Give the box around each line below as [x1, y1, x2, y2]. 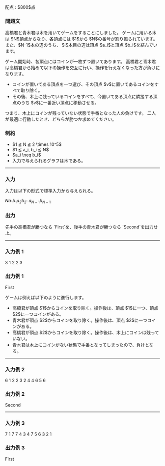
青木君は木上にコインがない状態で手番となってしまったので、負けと [12, 342, 150, 348]
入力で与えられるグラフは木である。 [12, 158, 86, 164]
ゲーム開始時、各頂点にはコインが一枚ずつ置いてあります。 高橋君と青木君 [5, 58, 156, 65]
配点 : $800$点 [5, 4, 36, 10]
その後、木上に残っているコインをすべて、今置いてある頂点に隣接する [12, 94, 154, 100]
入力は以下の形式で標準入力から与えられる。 [5, 188, 96, 193]
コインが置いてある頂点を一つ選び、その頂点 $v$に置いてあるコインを [12, 82, 155, 87]
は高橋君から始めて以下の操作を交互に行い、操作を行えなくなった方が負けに [5, 65, 160, 71]
